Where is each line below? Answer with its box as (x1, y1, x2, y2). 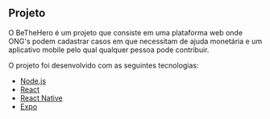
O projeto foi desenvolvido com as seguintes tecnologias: (8, 60, 199, 70)
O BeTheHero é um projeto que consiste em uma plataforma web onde (8, 27, 243, 37)
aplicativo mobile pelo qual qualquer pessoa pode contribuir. (8, 44, 210, 55)
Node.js (19, 76, 47, 85)
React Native (19, 92, 63, 103)
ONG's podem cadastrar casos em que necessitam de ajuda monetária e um (8, 36, 263, 46)
